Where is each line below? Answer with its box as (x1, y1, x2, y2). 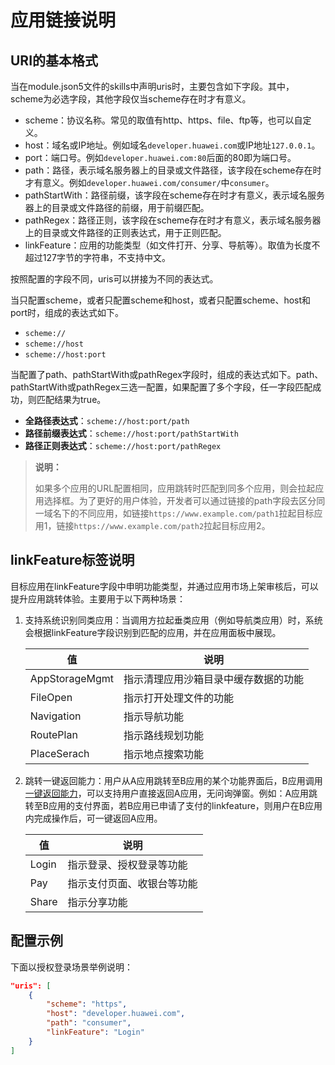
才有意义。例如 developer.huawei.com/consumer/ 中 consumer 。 (24, 177, 275, 188)
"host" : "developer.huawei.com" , (46, 1009, 186, 1019)
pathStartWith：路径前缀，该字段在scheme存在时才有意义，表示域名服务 (24, 189, 325, 201)
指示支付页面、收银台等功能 (67, 876, 198, 890)
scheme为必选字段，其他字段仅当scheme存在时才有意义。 (10, 93, 252, 105)
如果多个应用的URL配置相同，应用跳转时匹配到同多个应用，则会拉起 (34, 482, 316, 494)
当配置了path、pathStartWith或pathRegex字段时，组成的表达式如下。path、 (10, 369, 324, 380)
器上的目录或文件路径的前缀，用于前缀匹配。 (24, 202, 210, 213)
